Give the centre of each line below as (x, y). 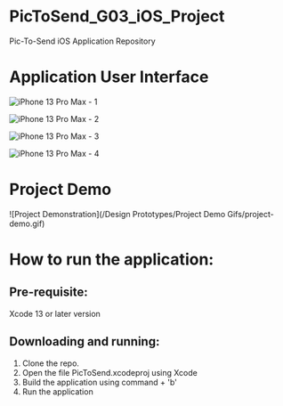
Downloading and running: (85, 341)
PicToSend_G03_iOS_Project (117, 16)
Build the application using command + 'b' (100, 382)
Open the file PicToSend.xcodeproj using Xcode (109, 372)
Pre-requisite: (49, 292)
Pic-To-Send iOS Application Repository (82, 41)
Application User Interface (109, 77)
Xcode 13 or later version (55, 313)
